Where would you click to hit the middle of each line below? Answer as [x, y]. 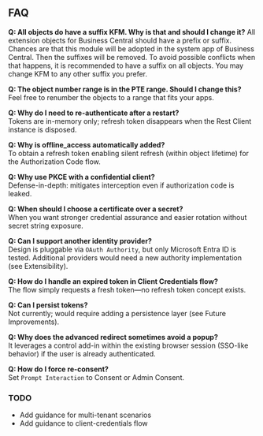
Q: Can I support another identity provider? [80, 240]
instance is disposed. [43, 129]
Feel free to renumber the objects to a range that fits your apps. [111, 97]
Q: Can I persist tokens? [48, 305]
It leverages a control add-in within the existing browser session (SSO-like [128, 345]
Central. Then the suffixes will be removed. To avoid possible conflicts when [132, 57]
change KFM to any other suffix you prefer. [78, 73]
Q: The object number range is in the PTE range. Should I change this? [125, 89]
